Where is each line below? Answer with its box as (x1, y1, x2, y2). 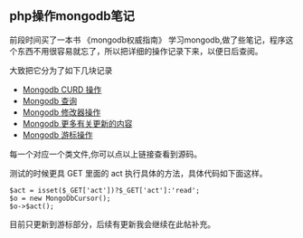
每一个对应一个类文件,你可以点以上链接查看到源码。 (9, 148, 203, 159)
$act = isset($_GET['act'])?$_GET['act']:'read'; (9, 186, 201, 195)
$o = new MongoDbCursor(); (9, 194, 111, 203)
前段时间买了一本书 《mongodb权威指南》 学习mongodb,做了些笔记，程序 (9, 34, 287, 45)
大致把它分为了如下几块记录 (9, 64, 113, 75)
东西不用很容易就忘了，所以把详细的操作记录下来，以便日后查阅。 (16, 45, 263, 56)
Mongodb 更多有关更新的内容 (22, 118, 133, 129)
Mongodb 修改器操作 (22, 107, 101, 118)
